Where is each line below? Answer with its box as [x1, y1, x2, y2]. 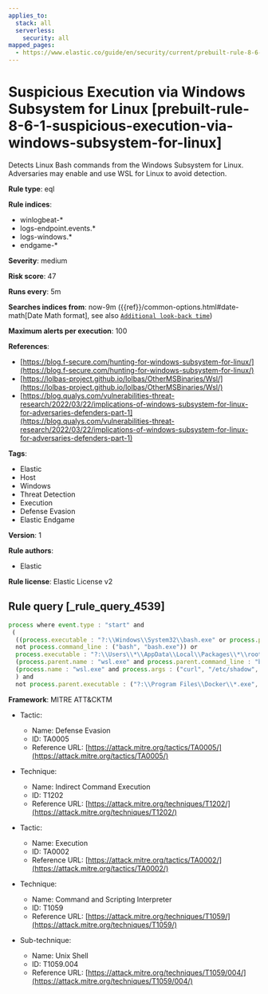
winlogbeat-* [19, 214, 64, 224]
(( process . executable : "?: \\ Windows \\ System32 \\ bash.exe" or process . [15, 635, 259, 644]
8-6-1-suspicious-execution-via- [8, 117, 234, 136]
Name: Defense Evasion [31, 725, 111, 735]
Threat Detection [19, 489, 76, 499]
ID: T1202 [31, 790, 64, 800]
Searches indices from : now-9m [8, 302, 116, 312]
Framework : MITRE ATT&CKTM [8, 694, 113, 704]
